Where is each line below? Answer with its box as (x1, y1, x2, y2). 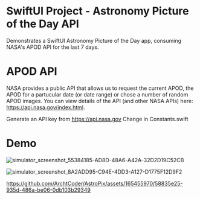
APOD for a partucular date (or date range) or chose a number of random (6, 90, 189, 98)
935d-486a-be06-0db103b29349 (6, 186, 91, 194)
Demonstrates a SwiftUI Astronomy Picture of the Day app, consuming (6, 37, 182, 44)
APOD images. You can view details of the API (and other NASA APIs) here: (6, 97, 193, 104)
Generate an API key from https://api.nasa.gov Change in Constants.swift (6, 115, 189, 122)
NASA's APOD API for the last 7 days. (6, 43, 99, 51)
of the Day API (6, 17, 80, 31)
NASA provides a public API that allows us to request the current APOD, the (6, 84, 194, 92)
